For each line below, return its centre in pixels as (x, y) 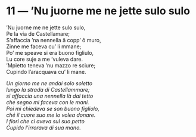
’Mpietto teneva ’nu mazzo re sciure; (51, 65)
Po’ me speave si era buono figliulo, (50, 52)
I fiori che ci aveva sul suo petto (46, 121)
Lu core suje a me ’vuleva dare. (45, 59)
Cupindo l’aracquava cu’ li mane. (46, 71)
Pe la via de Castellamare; (38, 33)
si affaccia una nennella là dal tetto (50, 96)
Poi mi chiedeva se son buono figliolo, (53, 108)
